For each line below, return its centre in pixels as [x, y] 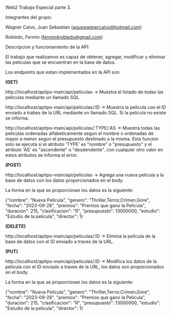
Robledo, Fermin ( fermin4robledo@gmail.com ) [54, 37]
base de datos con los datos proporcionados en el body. [65, 180]
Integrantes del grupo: [29, 17]
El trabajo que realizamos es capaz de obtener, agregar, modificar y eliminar [86, 57]
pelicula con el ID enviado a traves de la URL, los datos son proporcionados [85, 267]
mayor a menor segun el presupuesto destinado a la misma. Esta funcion [82, 139]
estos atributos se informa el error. [42, 155]
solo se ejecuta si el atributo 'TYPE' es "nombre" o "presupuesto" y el [79, 144]
